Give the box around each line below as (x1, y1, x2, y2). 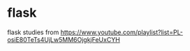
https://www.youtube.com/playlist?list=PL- (60, 28, 184, 36)
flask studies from (7, 28, 59, 36)
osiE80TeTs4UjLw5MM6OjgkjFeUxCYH (7, 35, 120, 43)
